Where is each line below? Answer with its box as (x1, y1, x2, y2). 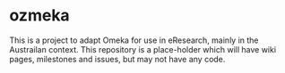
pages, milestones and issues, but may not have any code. (9, 53, 226, 64)
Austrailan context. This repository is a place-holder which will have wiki (9, 44, 276, 54)
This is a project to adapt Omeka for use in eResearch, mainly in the (9, 35, 259, 45)
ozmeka (9, 5, 70, 26)
